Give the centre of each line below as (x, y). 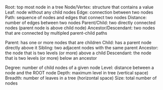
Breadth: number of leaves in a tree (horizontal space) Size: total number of (81, 78)
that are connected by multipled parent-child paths (56, 33)
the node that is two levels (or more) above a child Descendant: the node (78, 53)
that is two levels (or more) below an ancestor (51, 58)
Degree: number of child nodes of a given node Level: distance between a (80, 67)
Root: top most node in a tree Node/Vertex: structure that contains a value (79, 7)
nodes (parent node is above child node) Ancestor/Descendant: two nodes (80, 28)
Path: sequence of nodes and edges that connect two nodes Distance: (76, 17)
